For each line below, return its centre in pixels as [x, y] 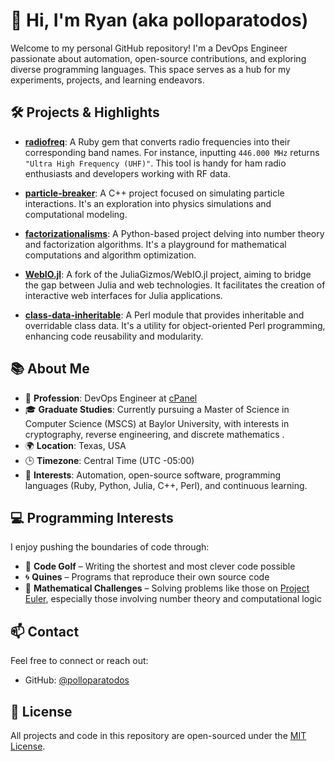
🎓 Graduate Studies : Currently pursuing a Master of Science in [157, 409]
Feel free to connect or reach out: [79, 661]
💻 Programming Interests [92, 517]
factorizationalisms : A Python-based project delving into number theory [174, 233]
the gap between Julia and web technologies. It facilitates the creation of [175, 285]
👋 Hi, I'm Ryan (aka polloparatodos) [159, 20]
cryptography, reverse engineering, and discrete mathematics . [154, 434]
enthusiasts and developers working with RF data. [127, 173]
